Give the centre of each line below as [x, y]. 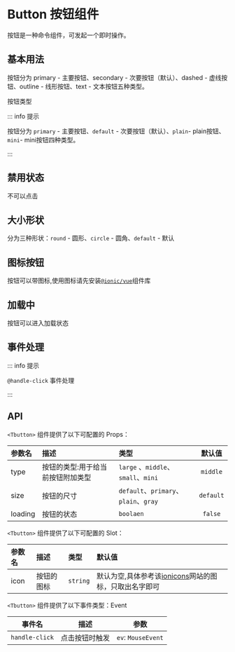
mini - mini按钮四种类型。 [43, 140]
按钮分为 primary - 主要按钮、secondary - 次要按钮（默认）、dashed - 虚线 [114, 77]
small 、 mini [138, 477]
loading [23, 514]
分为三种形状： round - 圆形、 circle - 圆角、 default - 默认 [91, 238]
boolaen [131, 514]
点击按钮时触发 [85, 637]
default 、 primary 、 [151, 490]
